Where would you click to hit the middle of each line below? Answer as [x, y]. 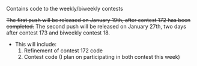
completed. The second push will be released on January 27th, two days [96, 26]
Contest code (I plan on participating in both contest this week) [102, 57]
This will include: [36, 44]
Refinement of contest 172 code [63, 51]
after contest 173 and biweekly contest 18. [58, 33]
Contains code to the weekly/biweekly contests [65, 9]
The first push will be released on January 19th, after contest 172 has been [98, 20]
